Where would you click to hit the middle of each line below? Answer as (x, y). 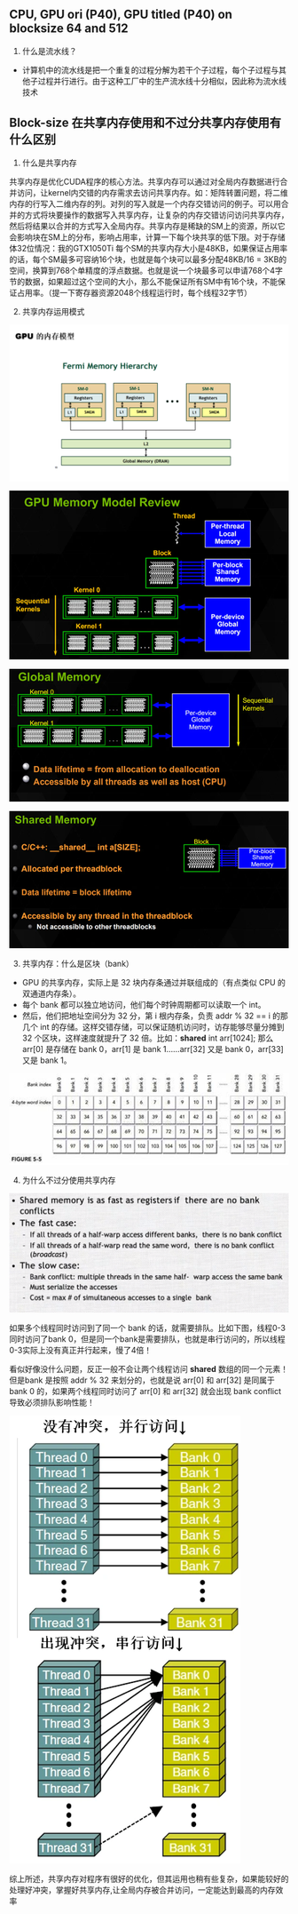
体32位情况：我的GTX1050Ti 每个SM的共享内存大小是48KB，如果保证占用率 (149, 248)
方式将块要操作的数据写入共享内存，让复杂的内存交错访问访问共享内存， (157, 215)
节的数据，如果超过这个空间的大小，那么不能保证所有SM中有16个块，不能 (144, 281)
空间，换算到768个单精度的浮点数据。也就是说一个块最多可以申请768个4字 (146, 270)
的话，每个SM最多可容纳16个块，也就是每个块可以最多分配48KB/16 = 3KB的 (148, 259)
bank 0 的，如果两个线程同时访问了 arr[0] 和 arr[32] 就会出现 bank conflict (145, 1392)
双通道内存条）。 (51, 993)
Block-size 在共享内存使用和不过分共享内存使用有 (145, 123)
